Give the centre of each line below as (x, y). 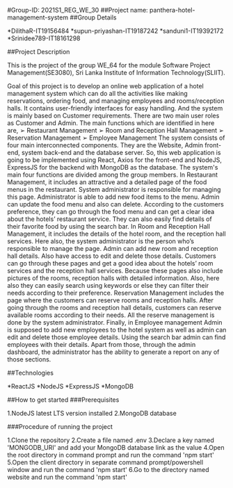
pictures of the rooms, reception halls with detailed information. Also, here (113, 278)
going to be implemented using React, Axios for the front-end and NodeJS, (115, 160)
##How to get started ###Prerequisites (63, 400)
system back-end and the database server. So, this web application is (121, 153)
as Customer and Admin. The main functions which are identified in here (111, 123)
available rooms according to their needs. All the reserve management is (111, 315)
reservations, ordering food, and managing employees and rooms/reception (116, 101)
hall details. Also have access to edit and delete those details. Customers (112, 256)
